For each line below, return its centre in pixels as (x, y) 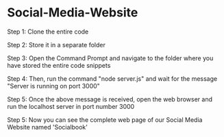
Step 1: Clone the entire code (48, 32)
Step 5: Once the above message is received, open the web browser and (110, 99)
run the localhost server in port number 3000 (71, 106)
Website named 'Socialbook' (47, 127)
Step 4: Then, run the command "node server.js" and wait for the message (112, 78)
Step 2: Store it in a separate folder (57, 45)
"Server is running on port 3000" (54, 86)
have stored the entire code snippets (59, 65)
